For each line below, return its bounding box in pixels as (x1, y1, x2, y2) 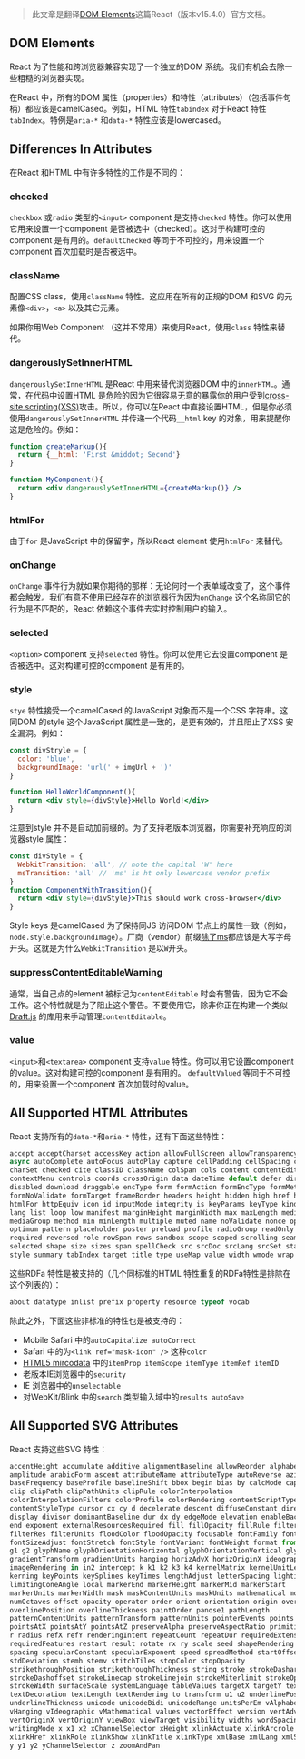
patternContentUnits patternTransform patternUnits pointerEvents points (9, 1614, 295, 1623)
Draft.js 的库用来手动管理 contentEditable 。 (9, 1010, 172, 1022)
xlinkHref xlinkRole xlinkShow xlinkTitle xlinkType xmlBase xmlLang (9, 1733, 279, 1742)
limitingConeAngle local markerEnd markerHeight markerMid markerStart (9, 1580, 286, 1589)
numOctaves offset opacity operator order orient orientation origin (9, 1597, 279, 1606)
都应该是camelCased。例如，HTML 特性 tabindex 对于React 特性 (25, 103, 267, 114)
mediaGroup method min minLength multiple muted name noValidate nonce (9, 1217, 286, 1226)
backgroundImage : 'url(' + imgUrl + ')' (17, 763, 172, 772)
